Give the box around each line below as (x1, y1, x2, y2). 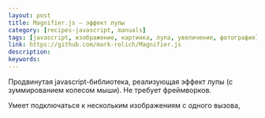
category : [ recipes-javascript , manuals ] (8, 26, 147, 34)
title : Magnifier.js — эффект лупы (8, 19, 125, 27)
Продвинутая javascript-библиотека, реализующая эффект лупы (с (8, 76, 233, 87)
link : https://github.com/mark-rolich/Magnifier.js (8, 41, 181, 49)
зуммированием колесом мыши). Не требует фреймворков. (8, 85, 211, 94)
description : (8, 48, 51, 56)
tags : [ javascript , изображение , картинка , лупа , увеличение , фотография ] (8, 33, 259, 42)
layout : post (8, 11, 51, 20)
